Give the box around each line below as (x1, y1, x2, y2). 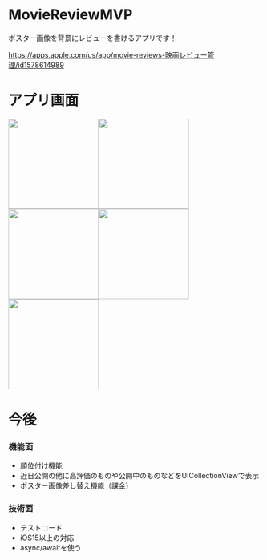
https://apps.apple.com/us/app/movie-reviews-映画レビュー (8, 50, 208, 59)
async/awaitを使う (19, 542, 82, 552)
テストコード (19, 522, 63, 532)
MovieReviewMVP (8, 6, 133, 24)
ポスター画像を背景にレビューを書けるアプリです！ (8, 33, 177, 42)
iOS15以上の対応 (19, 533, 75, 542)
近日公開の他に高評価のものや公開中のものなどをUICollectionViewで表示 (19, 471, 259, 481)
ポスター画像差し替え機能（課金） (19, 481, 133, 490)
